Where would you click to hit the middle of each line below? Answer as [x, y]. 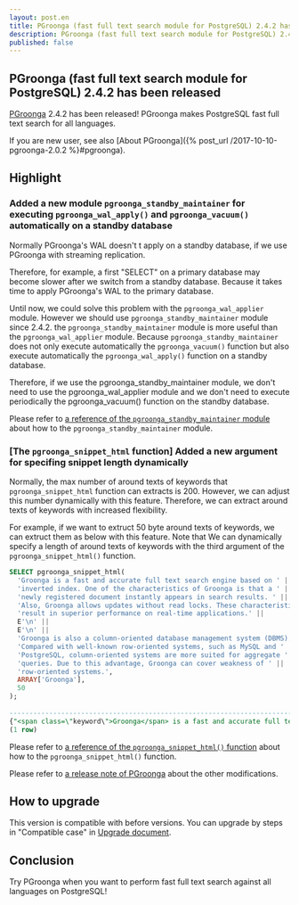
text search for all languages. [62, 123]
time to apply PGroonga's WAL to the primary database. [111, 291]
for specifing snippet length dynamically [99, 462]
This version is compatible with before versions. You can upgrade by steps [146, 823]
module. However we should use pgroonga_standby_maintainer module [139, 317]
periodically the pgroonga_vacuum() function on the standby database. [139, 401]
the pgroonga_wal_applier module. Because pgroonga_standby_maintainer [144, 336]
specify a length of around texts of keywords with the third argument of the [147, 547]
